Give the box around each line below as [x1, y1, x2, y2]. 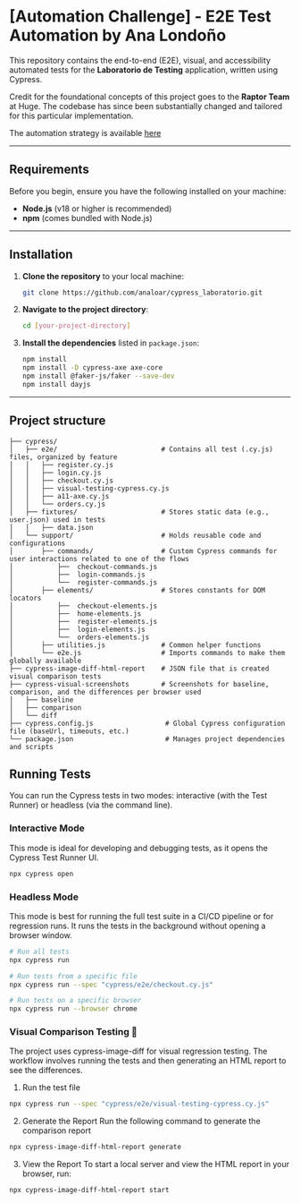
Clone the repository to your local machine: [21, 270, 185, 281]
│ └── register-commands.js [9, 577, 158, 587]
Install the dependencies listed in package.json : [21, 337, 199, 348]
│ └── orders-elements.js [9, 633, 150, 642]
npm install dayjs [21, 380, 91, 388]
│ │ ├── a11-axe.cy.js [9, 491, 110, 500]
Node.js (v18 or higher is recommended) [21, 203, 172, 214]
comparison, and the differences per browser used [9, 687, 202, 696]
